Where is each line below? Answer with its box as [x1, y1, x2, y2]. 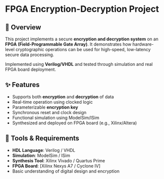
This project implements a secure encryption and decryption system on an [5, 36, 159, 42]
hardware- [132, 41, 154, 47]
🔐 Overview [5, 23, 41, 31]
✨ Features [5, 81, 40, 89]
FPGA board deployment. [5, 66, 56, 72]
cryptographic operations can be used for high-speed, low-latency [15, 47, 151, 52]
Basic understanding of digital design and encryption [12, 168, 120, 174]
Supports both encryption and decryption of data [12, 93, 114, 99]
